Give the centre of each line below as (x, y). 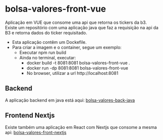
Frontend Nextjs (30, 115)
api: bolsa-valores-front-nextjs (36, 132)
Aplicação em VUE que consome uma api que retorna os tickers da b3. (76, 22)
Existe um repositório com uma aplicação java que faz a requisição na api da (82, 27)
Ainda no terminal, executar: (48, 57)
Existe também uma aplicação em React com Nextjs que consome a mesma (81, 127)
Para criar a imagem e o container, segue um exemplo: (67, 47)
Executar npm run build (43, 52)
